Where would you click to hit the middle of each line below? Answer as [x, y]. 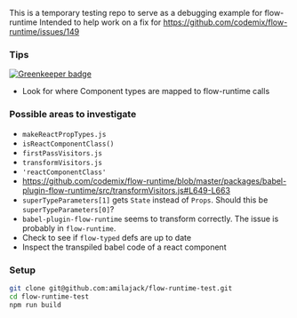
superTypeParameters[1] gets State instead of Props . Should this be [145, 200]
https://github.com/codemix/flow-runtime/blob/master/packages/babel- [154, 180]
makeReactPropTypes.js [64, 134]
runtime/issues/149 [44, 32]
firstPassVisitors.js [62, 153]
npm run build [36, 305]
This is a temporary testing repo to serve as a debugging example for [136, 13]
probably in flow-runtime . [69, 228]
